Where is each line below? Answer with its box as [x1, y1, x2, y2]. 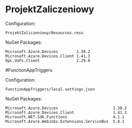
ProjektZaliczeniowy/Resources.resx [5, 30, 83, 35]
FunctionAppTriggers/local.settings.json [5, 87, 95, 92]
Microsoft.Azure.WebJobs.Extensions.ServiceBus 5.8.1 [5, 119, 125, 124]
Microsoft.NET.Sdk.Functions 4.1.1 [5, 114, 125, 119]
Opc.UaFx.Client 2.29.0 [5, 58, 91, 63]
